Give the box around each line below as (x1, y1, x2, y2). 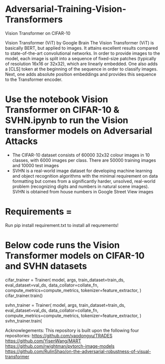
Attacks (5, 136, 38, 147)
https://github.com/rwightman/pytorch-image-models (5, 343, 115, 349)
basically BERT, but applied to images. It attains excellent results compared (5, 45, 158, 51)
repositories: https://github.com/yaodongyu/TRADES (5, 332, 113, 338)
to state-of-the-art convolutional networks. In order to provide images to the (5, 50, 161, 56)
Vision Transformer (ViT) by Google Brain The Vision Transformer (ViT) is (5, 39, 154, 45)
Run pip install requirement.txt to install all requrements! (5, 222, 119, 228)
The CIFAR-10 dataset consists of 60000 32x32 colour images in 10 (12, 152, 150, 158)
